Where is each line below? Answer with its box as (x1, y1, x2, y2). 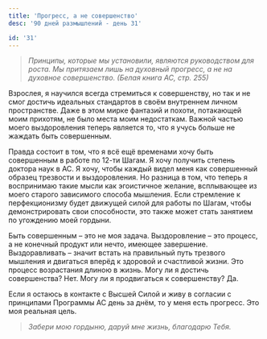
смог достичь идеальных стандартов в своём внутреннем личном (8, 97, 238, 107)
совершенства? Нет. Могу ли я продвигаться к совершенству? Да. (8, 274, 239, 283)
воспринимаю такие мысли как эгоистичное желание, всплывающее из (8, 181, 257, 191)
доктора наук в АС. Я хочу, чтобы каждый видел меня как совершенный (8, 164, 258, 174)
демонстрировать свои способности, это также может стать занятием (8, 207, 253, 217)
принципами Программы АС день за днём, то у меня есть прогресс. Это (8, 298, 260, 308)
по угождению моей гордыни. (8, 215, 112, 225)
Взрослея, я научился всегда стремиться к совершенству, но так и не (8, 89, 251, 98)
